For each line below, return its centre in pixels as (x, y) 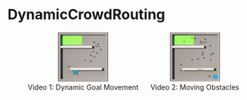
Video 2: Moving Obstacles (195, 87)
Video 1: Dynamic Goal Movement (83, 87)
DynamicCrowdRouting (86, 15)
